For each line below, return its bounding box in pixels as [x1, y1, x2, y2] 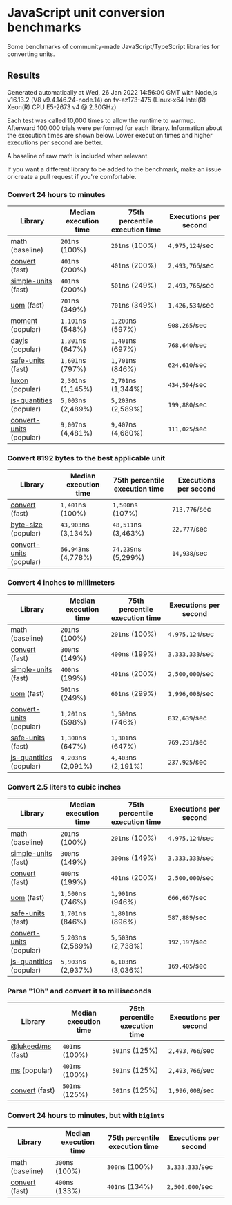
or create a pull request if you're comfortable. [7, 172, 137, 180]
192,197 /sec [168, 937, 207, 946]
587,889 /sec [168, 913, 207, 922]
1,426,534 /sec [168, 301, 215, 310]
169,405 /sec [168, 961, 207, 971]
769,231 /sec [168, 737, 207, 747]
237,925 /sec [168, 757, 207, 767]
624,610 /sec [168, 360, 207, 370]
